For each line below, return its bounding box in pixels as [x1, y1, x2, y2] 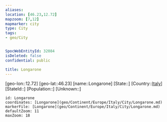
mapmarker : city [5, 21, 39, 26]
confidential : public [5, 58, 51, 63]
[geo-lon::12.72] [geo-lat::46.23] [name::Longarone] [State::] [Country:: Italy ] [5, 80, 163, 86]
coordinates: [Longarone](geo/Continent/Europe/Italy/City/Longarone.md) [5, 100, 163, 105]
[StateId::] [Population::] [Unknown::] [5, 86, 81, 92]
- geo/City [5, 35, 28, 40]
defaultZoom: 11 [5, 108, 39, 114]
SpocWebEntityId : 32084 [5, 48, 55, 53]
